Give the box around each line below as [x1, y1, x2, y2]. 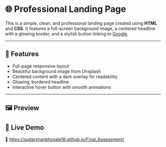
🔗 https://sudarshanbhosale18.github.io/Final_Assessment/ [5, 136, 124, 142]
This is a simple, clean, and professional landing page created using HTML [5, 20, 157, 26]
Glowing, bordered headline [12, 78, 69, 85]
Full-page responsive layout [12, 63, 69, 69]
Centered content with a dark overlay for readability [12, 73, 118, 79]
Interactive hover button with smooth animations [12, 84, 111, 90]
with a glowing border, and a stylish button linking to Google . [5, 31, 128, 37]
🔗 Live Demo [5, 123, 44, 132]
